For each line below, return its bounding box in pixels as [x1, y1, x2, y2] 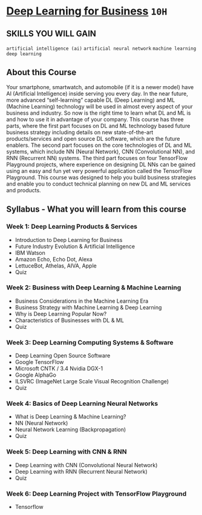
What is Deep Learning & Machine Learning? [15, 413, 126, 420]
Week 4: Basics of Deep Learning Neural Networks [6, 399, 158, 408]
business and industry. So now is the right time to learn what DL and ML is [6, 109, 191, 116]
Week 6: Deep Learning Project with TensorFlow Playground [6, 490, 187, 498]
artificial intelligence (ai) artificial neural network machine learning [6, 45, 197, 52]
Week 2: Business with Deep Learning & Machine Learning [6, 283, 181, 292]
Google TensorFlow [15, 358, 65, 366]
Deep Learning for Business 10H [6, 4, 168, 18]
